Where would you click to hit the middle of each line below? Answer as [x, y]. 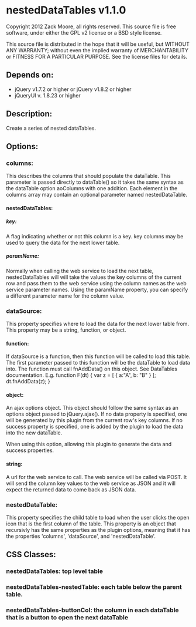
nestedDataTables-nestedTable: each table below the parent [94, 587]
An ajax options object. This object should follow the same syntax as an [92, 408]
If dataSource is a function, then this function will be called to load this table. [98, 356]
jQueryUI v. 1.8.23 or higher [47, 95]
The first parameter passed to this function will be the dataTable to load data [98, 363]
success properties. [30, 450]
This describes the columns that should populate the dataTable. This [88, 176]
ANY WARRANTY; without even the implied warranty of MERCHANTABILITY [97, 50]
